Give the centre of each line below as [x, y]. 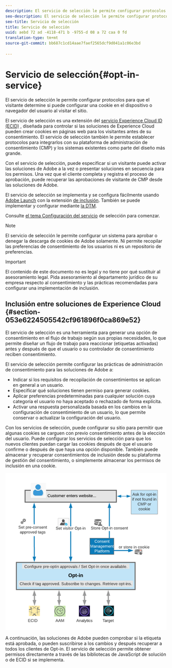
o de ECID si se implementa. [35, 660]
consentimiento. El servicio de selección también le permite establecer [80, 137]
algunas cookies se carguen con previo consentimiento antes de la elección [85, 433]
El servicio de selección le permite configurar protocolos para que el [78, 99]
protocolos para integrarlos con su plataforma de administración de [77, 142]
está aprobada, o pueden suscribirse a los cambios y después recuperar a [84, 643]
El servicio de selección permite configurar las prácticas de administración [84, 364]
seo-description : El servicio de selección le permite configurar [78, 16]
